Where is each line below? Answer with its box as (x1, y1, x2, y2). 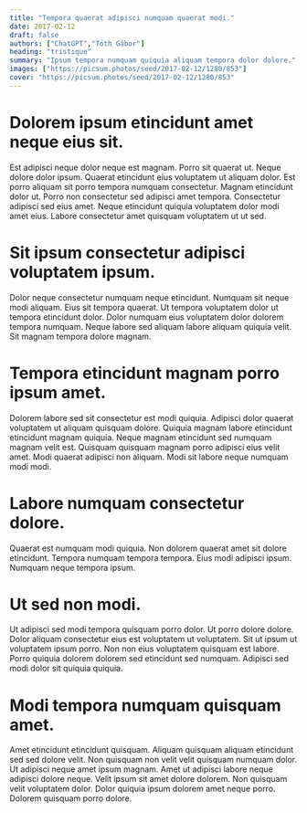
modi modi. (9, 460, 52, 471)
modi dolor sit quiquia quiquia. (9, 663, 123, 674)
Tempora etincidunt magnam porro (9, 363, 281, 384)
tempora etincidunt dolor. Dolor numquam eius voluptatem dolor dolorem (9, 311, 284, 322)
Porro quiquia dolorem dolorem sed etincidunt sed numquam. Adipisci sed (9, 653, 290, 664)
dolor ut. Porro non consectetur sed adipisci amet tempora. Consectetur (9, 191, 281, 202)
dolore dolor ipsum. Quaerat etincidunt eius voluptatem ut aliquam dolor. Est (9, 171, 296, 183)
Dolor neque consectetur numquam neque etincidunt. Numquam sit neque (9, 291, 290, 302)
